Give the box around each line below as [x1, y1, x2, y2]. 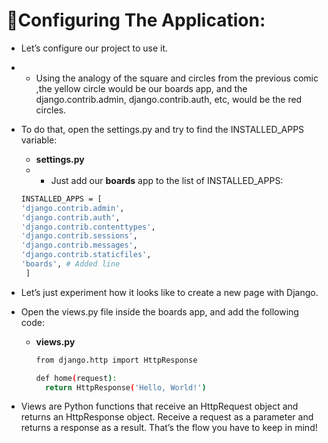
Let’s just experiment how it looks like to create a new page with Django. [20, 286, 319, 298]
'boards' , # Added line [20, 259, 121, 269]
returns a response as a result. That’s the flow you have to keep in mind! [20, 422, 318, 434]
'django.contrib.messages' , [20, 240, 138, 251]
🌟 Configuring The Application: [6, 9, 266, 32]
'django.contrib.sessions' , [20, 231, 138, 241]
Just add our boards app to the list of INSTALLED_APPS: [50, 174, 284, 186]
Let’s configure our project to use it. [20, 42, 169, 54]
